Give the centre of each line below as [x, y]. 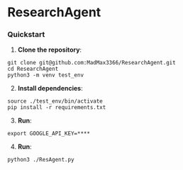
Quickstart [26, 35]
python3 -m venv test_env [45, 75]
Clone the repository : [50, 50]
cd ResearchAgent [33, 69]
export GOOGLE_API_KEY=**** [49, 134]
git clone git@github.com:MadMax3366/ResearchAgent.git [91, 63]
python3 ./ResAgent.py [41, 160]
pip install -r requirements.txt [57, 108]
